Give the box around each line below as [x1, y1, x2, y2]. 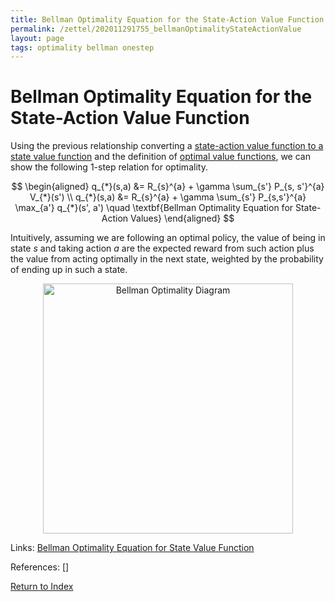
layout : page [10, 33, 65, 43]
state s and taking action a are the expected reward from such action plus [10, 242, 315, 255]
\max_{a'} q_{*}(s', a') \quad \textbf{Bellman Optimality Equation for [14, 202, 294, 214]
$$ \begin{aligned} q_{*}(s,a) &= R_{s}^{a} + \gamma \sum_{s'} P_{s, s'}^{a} [11, 181, 325, 193]
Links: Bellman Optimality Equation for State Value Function [10, 542, 255, 554]
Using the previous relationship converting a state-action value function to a [10, 140, 324, 152]
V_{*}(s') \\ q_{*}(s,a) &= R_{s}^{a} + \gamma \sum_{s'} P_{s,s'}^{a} [29, 191, 307, 203]
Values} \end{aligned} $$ [130, 212, 235, 225]
